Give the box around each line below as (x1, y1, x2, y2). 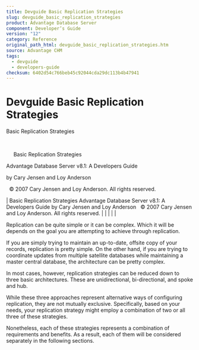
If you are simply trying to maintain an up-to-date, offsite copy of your (6, 239, 178, 246)
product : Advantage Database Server (6, 20, 97, 26)
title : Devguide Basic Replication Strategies (6, 8, 124, 15)
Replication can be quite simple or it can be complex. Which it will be (6, 221, 175, 228)
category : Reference (6, 36, 58, 42)
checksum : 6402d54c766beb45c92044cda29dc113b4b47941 (6, 70, 140, 76)
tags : (6, 53, 20, 59)
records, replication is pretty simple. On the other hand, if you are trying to (6, 246, 188, 253)
